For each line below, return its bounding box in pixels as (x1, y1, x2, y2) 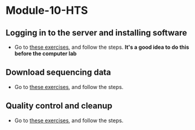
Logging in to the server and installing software (5, 28, 188, 38)
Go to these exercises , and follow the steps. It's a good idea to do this (14, 43, 190, 51)
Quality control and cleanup (5, 101, 113, 111)
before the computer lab (14, 50, 77, 57)
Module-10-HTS (5, 4, 88, 17)
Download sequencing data (5, 67, 111, 78)
